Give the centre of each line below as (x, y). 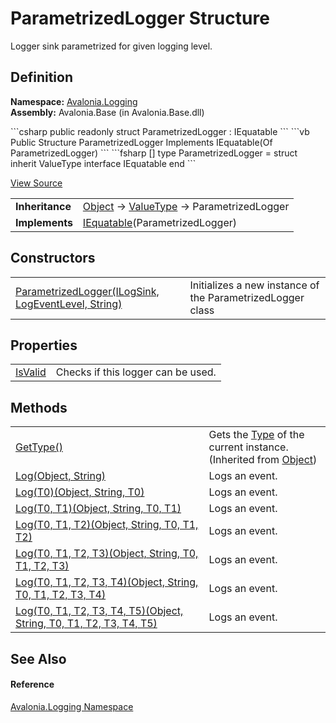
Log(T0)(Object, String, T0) (80, 492)
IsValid (31, 372)
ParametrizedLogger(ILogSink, (87, 291)
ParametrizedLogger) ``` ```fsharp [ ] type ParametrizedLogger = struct (154, 153)
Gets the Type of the (256, 435)
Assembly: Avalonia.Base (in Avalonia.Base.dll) (107, 112)
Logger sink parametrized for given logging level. (111, 46)
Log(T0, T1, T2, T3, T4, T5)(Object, (99, 611)
